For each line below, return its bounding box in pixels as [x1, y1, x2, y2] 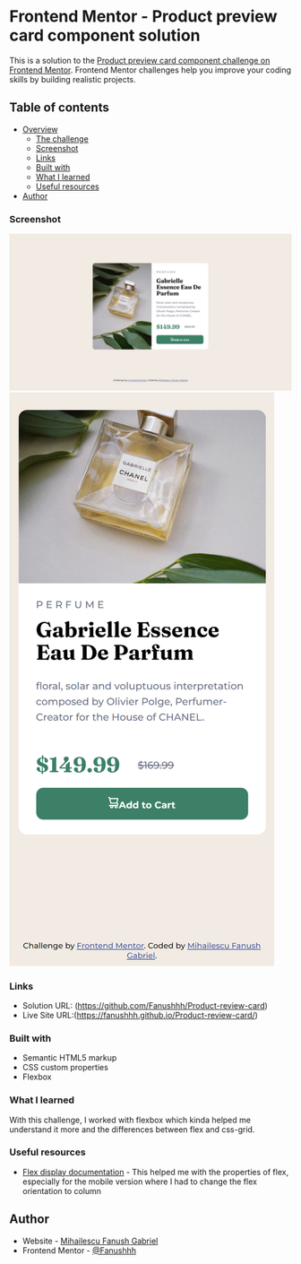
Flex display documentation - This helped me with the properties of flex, [21, 1166, 289, 1177]
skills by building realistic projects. [9, 74, 136, 84]
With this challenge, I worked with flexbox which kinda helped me [9, 1114, 251, 1125]
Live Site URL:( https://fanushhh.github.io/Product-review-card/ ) [21, 1009, 258, 1020]
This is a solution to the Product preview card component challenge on [9, 55, 271, 65]
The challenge [35, 133, 90, 144]
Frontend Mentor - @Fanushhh [21, 1244, 137, 1256]
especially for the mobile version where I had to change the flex [21, 1176, 258, 1187]
